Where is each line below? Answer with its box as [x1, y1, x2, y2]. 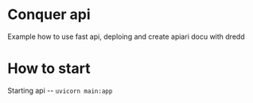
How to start [7, 59, 91, 78]
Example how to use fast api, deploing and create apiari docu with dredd [7, 32, 245, 41]
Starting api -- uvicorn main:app [7, 86, 113, 95]
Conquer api [7, 6, 91, 24]
